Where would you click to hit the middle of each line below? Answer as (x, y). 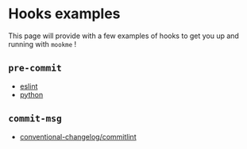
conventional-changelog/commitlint (78, 136)
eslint (29, 86)
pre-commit (35, 68)
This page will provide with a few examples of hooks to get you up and (124, 36)
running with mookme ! (42, 44)
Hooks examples (64, 14)
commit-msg (35, 118)
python (31, 94)
